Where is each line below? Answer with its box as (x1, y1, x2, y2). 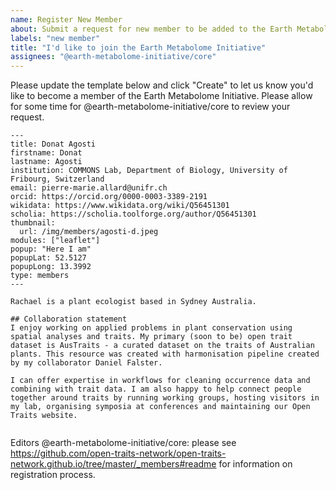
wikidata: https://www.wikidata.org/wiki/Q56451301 (10, 201, 230, 211)
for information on (218, 458, 293, 470)
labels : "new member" (10, 33, 101, 43)
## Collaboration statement (10, 314, 128, 325)
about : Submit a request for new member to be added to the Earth (10, 24, 293, 34)
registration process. (10, 469, 96, 481)
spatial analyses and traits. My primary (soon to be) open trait (10, 332, 293, 342)
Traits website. (10, 411, 78, 421)
